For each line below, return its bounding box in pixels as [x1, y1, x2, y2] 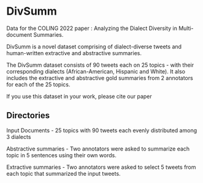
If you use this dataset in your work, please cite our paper [6, 92, 152, 100]
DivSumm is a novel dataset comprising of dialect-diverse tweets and [6, 43, 182, 50]
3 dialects [6, 133, 31, 140]
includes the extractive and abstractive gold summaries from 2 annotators [6, 74, 193, 81]
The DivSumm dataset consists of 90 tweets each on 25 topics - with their [6, 61, 194, 69]
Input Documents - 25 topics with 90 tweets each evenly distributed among [6, 127, 197, 134]
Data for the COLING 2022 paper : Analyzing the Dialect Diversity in [6, 24, 178, 32]
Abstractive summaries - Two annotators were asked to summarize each [6, 145, 190, 152]
